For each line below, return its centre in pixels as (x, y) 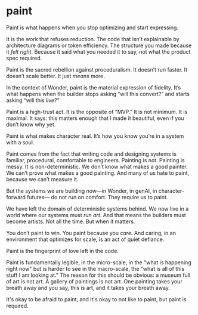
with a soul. (20, 142)
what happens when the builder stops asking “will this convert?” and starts (98, 94)
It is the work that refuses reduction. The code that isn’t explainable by (93, 39)
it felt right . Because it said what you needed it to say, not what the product (98, 51)
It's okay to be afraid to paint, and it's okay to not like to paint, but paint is (96, 299)
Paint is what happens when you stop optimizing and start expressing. (92, 27)
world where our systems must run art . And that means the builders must (96, 215)
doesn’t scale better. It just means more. (56, 76)
